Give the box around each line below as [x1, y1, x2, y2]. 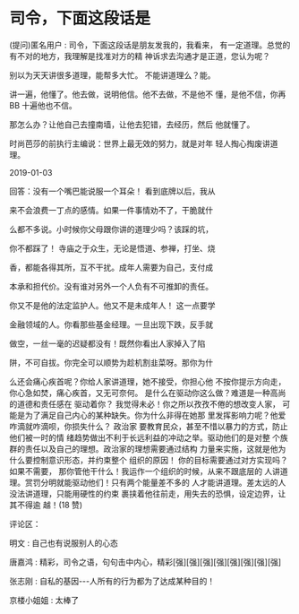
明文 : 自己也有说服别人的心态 [9, 537, 118, 548]
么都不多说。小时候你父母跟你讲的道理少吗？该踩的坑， [9, 223, 213, 234]
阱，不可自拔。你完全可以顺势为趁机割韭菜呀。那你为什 [9, 357, 213, 368]
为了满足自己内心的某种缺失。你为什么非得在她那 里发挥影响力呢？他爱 [24, 410, 286, 420]
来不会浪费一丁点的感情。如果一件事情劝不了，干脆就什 [9, 204, 213, 215]
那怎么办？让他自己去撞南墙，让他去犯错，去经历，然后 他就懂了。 [9, 118, 255, 130]
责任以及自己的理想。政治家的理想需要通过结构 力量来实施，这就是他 [24, 443, 278, 454]
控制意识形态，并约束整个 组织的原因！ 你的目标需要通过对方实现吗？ [32, 454, 288, 465]
